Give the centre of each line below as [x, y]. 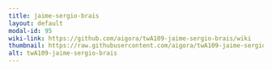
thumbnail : [27, 46]
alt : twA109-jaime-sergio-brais [63, 53]
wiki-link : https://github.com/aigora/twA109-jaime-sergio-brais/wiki [130, 38]
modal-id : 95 [30, 31]
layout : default [36, 23]
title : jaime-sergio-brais [54, 16]
